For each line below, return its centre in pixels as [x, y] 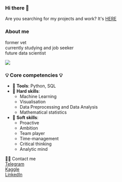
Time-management [39, 138]
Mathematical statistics [43, 112]
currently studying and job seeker [40, 48]
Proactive [29, 122]
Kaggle [12, 169]
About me [17, 32]
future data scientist [25, 53]
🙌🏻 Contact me [20, 159]
